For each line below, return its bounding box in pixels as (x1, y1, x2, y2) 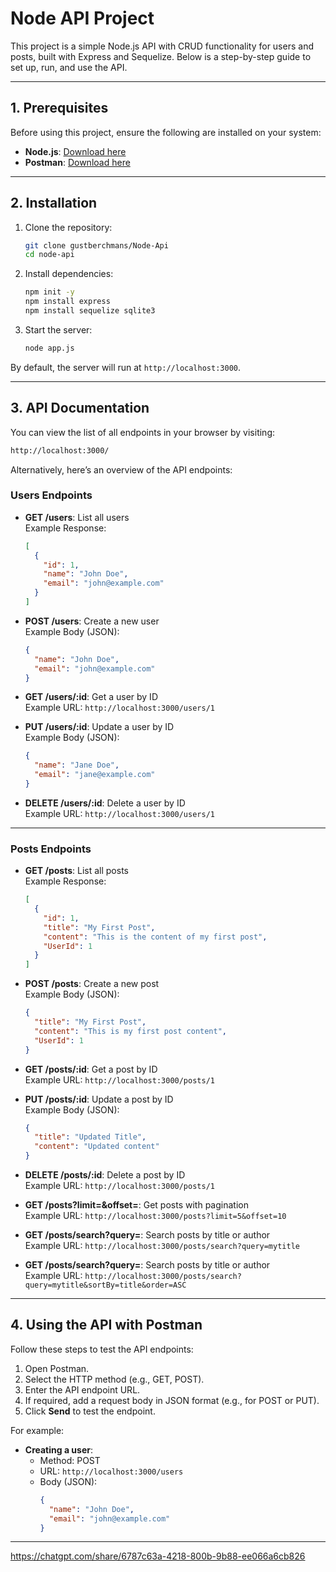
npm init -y (24, 287, 75, 297)
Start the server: (24, 323, 93, 336)
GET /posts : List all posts (24, 865, 129, 877)
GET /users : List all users (24, 511, 130, 523)
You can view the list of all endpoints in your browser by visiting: (10, 426, 276, 438)
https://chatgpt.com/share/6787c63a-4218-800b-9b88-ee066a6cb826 (10, 1550, 306, 1562)
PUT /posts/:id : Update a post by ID (24, 1093, 174, 1105)
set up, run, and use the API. (10, 61, 128, 73)
